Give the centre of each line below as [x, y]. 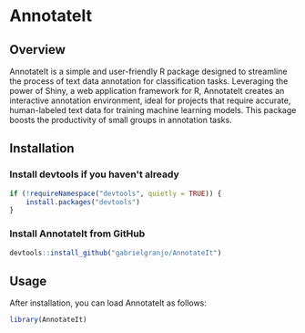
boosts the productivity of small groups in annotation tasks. [121, 120]
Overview [38, 50]
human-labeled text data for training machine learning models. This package [153, 110]
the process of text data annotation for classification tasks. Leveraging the [149, 81]
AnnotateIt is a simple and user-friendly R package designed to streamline [148, 71]
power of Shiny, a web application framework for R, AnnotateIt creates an [147, 91]
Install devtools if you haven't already [94, 174]
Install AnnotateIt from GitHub [77, 234]
